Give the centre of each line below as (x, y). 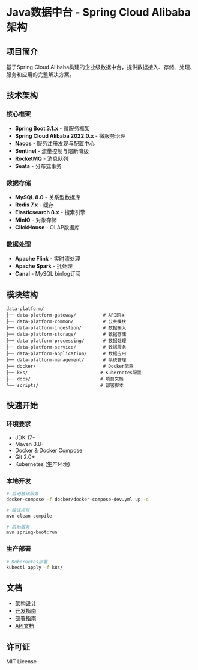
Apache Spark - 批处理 (44, 266)
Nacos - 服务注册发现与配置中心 (55, 143)
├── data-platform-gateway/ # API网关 (66, 315)
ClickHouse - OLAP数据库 (47, 227)
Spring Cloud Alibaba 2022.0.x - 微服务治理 (70, 135)
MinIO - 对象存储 (36, 220)
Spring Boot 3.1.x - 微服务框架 (52, 128)
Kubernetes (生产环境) (42, 464)
